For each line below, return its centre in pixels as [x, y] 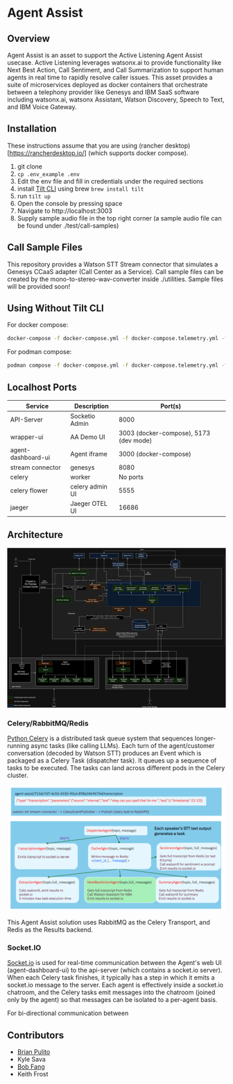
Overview [29, 39]
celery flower [29, 490]
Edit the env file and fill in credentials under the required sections [110, 181]
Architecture [35, 535]
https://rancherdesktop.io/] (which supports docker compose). [99, 153]
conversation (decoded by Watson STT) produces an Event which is [104, 754]
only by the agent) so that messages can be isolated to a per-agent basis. [112, 1000]
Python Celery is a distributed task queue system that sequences [100, 738]
